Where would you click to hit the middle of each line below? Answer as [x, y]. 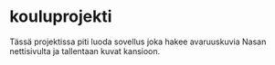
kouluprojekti [61, 17]
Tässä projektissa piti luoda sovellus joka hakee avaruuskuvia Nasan [138, 42]
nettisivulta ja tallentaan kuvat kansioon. [85, 51]
